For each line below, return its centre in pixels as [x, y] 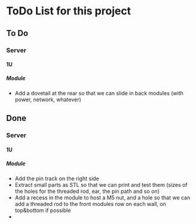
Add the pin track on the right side [57, 178]
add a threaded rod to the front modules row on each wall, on [90, 204]
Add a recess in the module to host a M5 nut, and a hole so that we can [102, 197]
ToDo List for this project [69, 11]
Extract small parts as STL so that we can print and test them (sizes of [101, 184]
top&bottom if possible [43, 210]
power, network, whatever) [48, 99]
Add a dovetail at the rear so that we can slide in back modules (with [99, 93]
